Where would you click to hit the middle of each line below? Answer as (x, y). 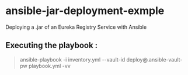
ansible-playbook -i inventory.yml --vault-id (72, 59)
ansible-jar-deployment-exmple (85, 11)
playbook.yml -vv (49, 66)
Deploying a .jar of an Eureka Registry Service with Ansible (76, 27)
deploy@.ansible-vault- (154, 59)
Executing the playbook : (52, 45)
